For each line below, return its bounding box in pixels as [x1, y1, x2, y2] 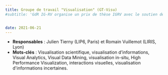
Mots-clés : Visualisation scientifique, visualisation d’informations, [12, 49, 150, 55]
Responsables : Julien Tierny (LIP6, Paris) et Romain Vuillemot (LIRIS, [12, 39, 156, 45]
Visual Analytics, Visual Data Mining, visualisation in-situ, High [12, 55, 141, 61]
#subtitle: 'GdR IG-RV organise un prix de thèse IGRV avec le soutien [5, 12, 157, 17]
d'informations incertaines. [12, 65, 68, 71]
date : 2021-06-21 [5, 25, 41, 30]
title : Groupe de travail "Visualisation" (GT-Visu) [5, 7, 117, 12]
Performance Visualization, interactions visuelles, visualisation [12, 60, 141, 66]
